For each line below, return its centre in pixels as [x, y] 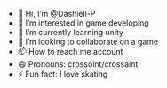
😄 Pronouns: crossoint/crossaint [78, 64]
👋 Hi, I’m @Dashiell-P [56, 14]
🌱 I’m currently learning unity [71, 32]
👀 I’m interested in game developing [83, 23]
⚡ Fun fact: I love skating [63, 74]
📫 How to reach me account [70, 51]
